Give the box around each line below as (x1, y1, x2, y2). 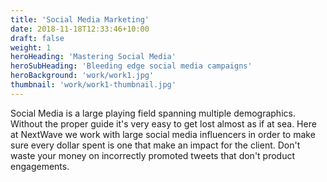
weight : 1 (10, 42, 52, 53)
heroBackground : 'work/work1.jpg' (10, 71, 155, 81)
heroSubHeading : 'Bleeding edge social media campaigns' (10, 61, 253, 71)
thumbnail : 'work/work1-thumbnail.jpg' (10, 80, 177, 90)
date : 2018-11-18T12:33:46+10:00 (10, 24, 150, 34)
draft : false (10, 33, 65, 43)
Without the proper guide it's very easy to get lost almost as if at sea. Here (10, 117, 317, 130)
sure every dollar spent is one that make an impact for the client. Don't (10, 139, 301, 151)
